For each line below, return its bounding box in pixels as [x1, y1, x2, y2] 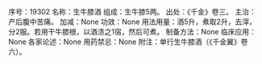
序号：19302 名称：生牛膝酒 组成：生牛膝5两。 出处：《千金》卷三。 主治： [8, 7, 256, 16]
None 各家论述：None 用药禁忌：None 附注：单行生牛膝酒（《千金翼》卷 [8, 37, 248, 46]
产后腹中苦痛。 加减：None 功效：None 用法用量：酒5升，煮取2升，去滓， [8, 17, 256, 26]
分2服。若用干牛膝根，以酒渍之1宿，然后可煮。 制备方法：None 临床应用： [8, 27, 256, 36]
